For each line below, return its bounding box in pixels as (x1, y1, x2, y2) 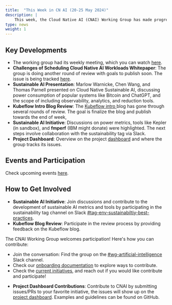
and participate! (12, 273, 47, 279)
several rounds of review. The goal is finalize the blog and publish (12, 109, 152, 115)
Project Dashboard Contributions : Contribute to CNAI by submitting (12, 283, 157, 289)
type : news (5, 22, 29, 27)
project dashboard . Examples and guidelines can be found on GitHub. (12, 294, 160, 300)
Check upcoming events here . (5, 170, 69, 176)
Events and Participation (5, 156, 85, 165)
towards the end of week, (12, 114, 67, 120)
